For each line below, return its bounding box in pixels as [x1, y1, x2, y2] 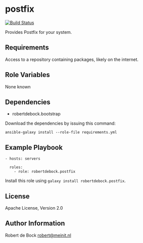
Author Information [5, 219, 65, 228]
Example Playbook [5, 143, 63, 152]
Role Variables [5, 71, 50, 79]
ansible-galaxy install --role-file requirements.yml [5, 130, 118, 135]
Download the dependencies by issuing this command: [5, 120, 116, 126]
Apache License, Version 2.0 [5, 205, 63, 211]
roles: [9, 165, 23, 170]
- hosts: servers [5, 156, 41, 162]
